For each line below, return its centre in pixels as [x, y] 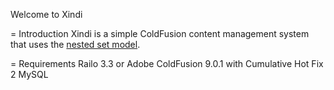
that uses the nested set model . [75, 44]
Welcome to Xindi [46, 14]
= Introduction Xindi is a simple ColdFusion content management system [160, 33]
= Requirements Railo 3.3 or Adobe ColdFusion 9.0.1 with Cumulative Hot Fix [167, 63]
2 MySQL [29, 74]
